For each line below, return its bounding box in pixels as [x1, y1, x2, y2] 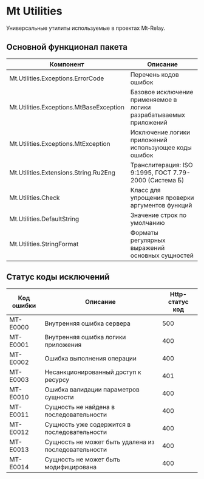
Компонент [49, 60, 84, 68]
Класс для [130, 185, 161, 194]
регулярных [130, 236, 166, 244]
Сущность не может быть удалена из [44, 438, 155, 446]
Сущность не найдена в [44, 402, 115, 411]
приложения [44, 340, 82, 349]
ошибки [12, 301, 36, 309]
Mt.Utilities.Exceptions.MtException [9, 139, 110, 148]
